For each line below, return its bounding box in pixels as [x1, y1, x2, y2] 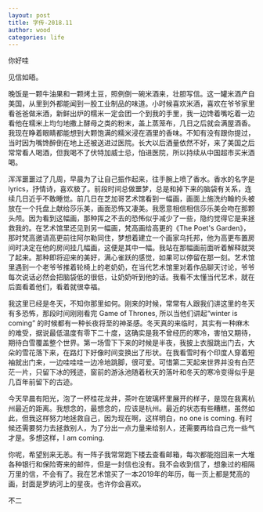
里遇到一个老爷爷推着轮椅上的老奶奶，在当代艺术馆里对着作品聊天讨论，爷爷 [8, 263, 255, 272]
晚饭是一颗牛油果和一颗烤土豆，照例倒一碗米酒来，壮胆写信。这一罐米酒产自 [8, 89, 255, 99]
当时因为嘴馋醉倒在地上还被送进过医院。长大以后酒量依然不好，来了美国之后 [8, 138, 255, 147]
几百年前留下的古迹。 [8, 377, 77, 387]
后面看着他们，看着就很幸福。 [8, 282, 104, 292]
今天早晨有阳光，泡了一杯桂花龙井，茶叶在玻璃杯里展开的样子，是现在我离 [8, 394, 248, 404]
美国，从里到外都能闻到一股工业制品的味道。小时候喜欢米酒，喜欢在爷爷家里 [8, 99, 255, 108]
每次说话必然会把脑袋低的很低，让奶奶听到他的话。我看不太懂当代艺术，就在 [8, 272, 255, 282]
